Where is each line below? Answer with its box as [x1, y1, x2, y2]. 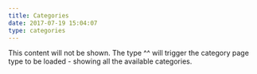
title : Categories [8, 11, 69, 20]
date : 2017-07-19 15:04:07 [8, 19, 98, 27]
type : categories [8, 26, 66, 34]
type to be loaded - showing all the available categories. [8, 56, 193, 66]
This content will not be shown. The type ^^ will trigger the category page [8, 49, 249, 58]
